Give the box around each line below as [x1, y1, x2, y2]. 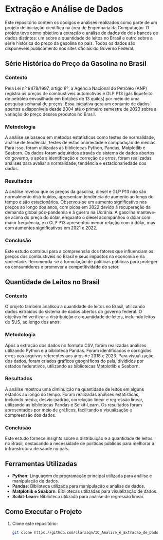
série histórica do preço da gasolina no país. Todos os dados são [5, 40, 136, 46]
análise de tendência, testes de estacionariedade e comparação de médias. [5, 139, 157, 145]
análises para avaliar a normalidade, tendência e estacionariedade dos [5, 160, 147, 166]
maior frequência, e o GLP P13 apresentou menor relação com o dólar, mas [5, 220, 156, 226]
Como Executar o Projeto [5, 508, 82, 516]
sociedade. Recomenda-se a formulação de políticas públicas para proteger [5, 258, 158, 264]
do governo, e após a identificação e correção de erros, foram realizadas [5, 155, 152, 161]
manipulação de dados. [12, 478, 59, 483]
